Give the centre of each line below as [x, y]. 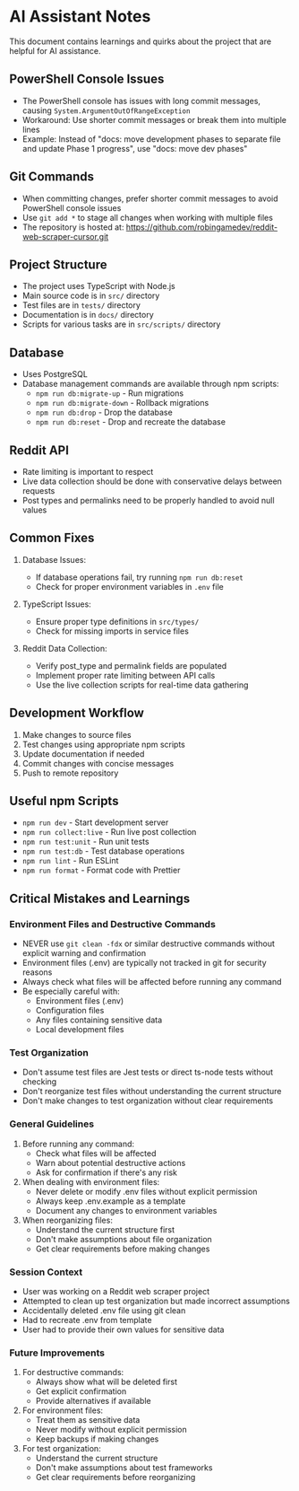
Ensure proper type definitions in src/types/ [117, 621]
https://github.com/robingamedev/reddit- [202, 227]
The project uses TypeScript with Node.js [99, 286]
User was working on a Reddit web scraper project [116, 1292]
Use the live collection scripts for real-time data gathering [142, 685]
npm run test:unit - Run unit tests [85, 842]
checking [39, 1082]
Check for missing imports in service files [112, 631]
